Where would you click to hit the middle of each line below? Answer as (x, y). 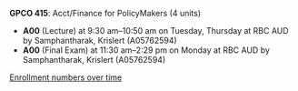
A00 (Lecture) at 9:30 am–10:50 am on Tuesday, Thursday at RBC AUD (155, 30)
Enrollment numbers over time (66, 77)
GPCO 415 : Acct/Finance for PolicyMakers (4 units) (105, 13)
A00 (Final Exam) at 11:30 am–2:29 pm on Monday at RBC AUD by (146, 50)
